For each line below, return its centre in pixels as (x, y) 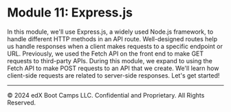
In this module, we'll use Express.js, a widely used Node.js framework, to (110, 32)
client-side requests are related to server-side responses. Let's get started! (113, 75)
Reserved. (22, 102)
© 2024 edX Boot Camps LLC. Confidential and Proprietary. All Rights (106, 95)
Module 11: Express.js (70, 13)
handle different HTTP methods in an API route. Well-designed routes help (112, 38)
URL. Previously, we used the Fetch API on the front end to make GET (106, 54)
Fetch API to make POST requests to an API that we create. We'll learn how (113, 68)
